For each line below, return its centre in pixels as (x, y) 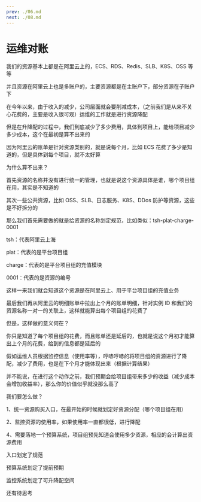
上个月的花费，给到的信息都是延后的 (56, 343)
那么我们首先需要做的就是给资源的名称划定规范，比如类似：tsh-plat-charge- (100, 220)
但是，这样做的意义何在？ (38, 323)
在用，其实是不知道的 (32, 188)
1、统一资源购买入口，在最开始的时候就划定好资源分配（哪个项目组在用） (96, 409)
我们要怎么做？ (25, 397)
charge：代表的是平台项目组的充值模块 (54, 265)
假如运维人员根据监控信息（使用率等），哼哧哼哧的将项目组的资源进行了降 (97, 356)
